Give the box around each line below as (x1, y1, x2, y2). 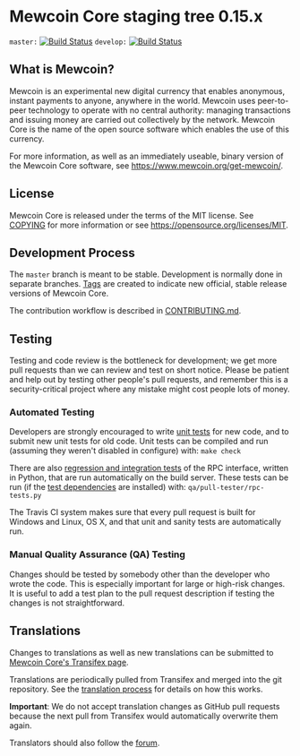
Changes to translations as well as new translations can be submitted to (9, 647, 275, 657)
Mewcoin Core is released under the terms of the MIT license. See (9, 210, 254, 220)
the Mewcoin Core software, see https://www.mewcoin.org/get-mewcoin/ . (9, 159, 284, 171)
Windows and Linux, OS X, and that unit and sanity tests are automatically (9, 517, 282, 528)
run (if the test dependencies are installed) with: (9, 482, 186, 493)
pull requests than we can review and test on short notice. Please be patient (9, 365, 289, 375)
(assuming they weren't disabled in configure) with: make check (9, 445, 242, 456)
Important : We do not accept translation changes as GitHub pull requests (9, 700, 280, 711)
